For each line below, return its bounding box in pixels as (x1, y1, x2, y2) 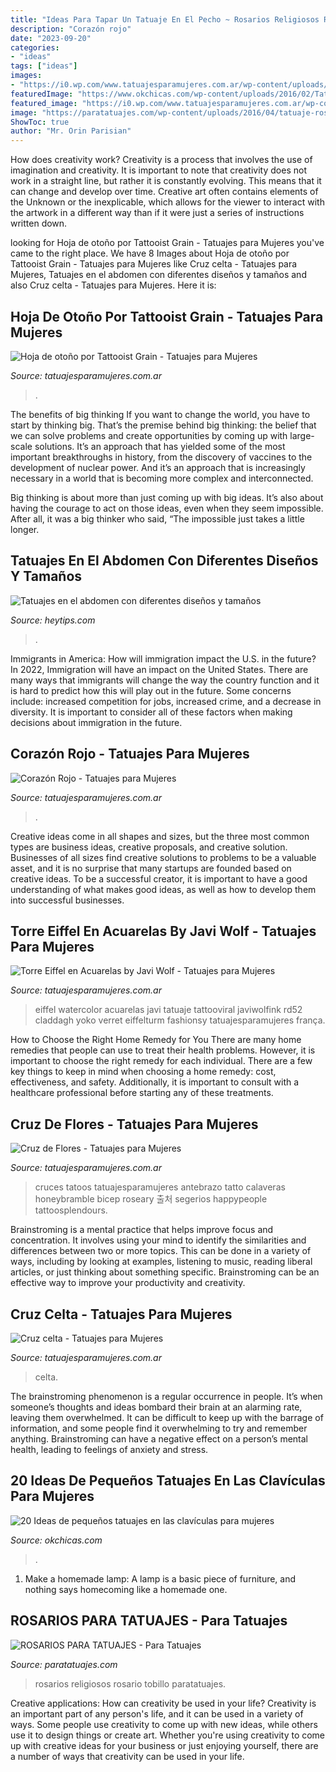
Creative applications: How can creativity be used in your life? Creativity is (10, 1697, 317, 1709)
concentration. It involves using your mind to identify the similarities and (10, 1234, 307, 1246)
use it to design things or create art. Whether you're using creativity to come (10, 1729, 326, 1741)
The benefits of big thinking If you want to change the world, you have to (10, 408, 311, 420)
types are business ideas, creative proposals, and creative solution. (10, 841, 288, 853)
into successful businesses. (10, 894, 125, 906)
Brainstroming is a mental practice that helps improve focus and (10, 1224, 274, 1236)
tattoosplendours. (34, 1204, 108, 1216)
